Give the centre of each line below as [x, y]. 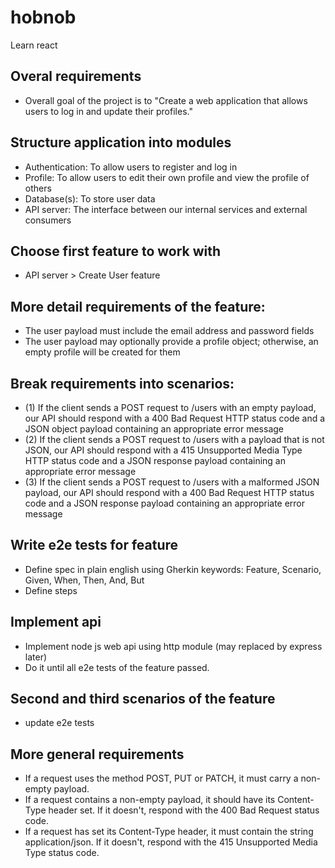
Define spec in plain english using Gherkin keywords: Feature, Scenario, [173, 569]
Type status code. [62, 853]
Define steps [51, 590]
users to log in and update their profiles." [108, 111]
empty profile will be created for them [102, 352]
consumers [48, 220]
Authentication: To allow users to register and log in [131, 167]
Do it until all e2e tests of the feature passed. [117, 667]
